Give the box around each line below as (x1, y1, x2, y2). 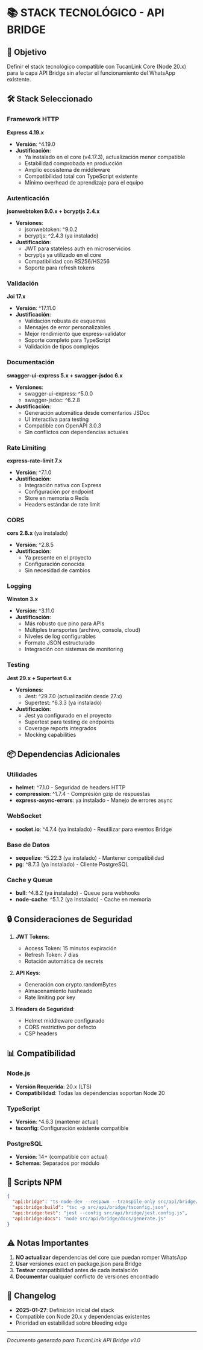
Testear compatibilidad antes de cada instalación (15, 1267, 139, 1274)
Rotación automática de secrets (24, 957, 104, 965)
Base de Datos (7, 841, 50, 849)
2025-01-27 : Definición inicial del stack (15, 1307, 114, 1314)
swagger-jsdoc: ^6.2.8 (24, 396, 81, 403)
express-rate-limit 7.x (7, 457, 63, 464)
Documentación (7, 358, 55, 367)
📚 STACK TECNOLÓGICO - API (7, 6, 164, 20)
